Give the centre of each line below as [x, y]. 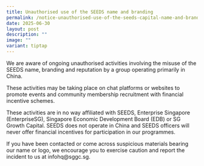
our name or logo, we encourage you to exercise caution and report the [96, 150]
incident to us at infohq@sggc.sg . [49, 156]
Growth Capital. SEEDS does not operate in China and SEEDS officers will [98, 125]
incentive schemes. [31, 100]
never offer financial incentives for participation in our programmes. [91, 132]
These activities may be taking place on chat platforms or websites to [93, 88]
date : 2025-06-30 [28, 23]
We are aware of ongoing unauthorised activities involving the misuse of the [101, 63]
